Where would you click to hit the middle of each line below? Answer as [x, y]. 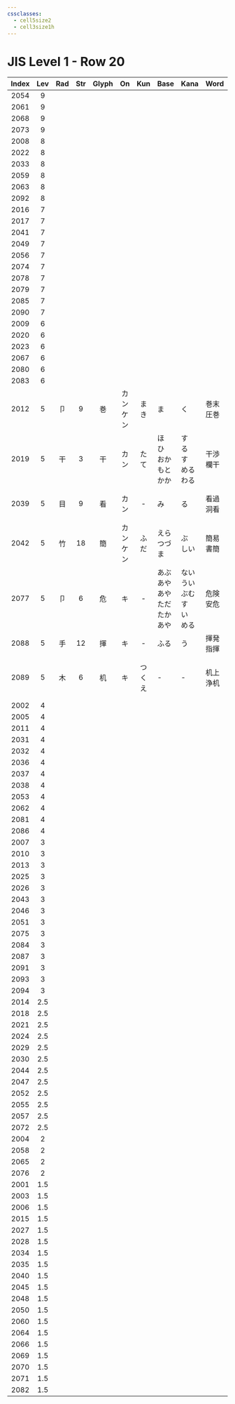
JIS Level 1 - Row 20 [66, 61]
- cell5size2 [33, 20]
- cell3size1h [34, 27]
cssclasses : [24, 14]
